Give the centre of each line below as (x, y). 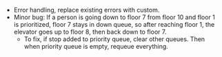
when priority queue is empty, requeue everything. (96, 46)
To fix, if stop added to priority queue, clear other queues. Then (114, 39)
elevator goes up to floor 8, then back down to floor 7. (90, 32)
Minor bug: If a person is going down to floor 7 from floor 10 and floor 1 (114, 17)
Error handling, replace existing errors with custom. (87, 10)
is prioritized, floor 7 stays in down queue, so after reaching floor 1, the (114, 24)
